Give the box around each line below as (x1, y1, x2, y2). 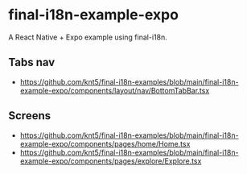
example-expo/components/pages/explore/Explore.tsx (19, 155, 202, 166)
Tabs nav (8, 56, 56, 69)
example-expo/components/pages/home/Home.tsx (19, 139, 191, 148)
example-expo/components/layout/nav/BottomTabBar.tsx (19, 85, 210, 95)
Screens (8, 109, 51, 122)
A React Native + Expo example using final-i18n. (8, 32, 167, 42)
